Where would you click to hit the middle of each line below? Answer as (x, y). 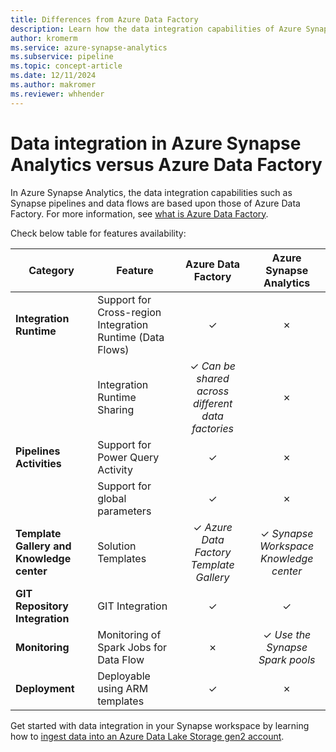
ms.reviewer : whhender (57, 94)
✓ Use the (287, 634)
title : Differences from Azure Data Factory (104, 19)
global (112, 498)
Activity (115, 469)
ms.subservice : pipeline (62, 57)
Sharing (116, 409)
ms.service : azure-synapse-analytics (89, 47)
